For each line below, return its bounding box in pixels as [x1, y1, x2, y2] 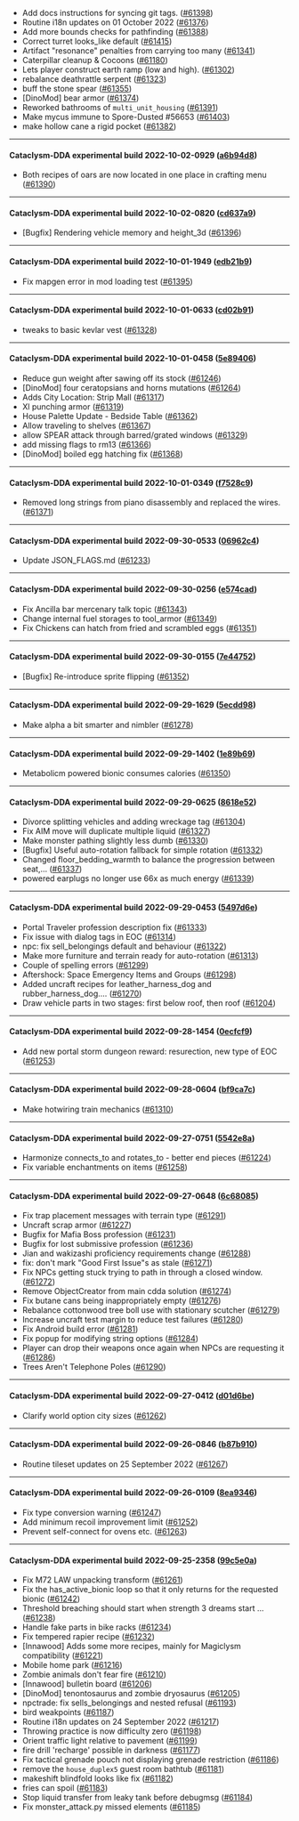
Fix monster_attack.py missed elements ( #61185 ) [21, 1801, 201, 1812]
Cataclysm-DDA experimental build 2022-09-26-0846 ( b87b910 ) [9, 1439, 258, 1450]
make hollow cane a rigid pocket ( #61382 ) [21, 121, 177, 132]
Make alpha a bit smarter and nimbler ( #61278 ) [21, 720, 194, 731]
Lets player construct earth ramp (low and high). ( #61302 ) [21, 64, 236, 75]
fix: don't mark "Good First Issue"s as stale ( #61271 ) [21, 1258, 214, 1268]
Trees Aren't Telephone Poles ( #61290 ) [21, 1362, 166, 1372]
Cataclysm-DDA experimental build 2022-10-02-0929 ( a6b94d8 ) [9, 150, 258, 160]
